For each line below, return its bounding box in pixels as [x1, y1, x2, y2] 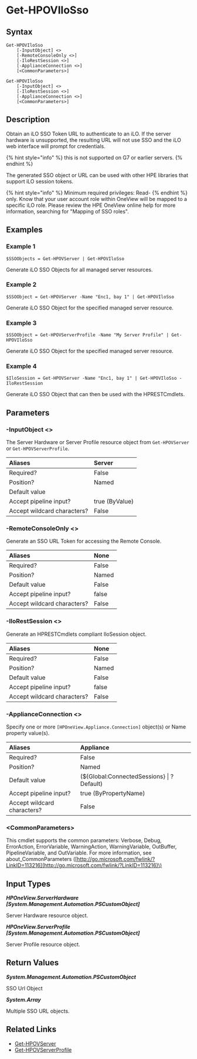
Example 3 [6, 319, 37, 327]
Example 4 [6, 362, 37, 370]
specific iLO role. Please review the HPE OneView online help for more [6, 202, 176, 209]
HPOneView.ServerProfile [6, 924, 70, 931]
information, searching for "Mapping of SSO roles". [6, 207, 129, 214]
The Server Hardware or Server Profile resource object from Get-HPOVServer [6, 439, 189, 446]
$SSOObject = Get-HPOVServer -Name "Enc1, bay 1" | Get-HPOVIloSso [6, 294, 175, 299]
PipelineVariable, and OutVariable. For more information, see [6, 849, 152, 856]
